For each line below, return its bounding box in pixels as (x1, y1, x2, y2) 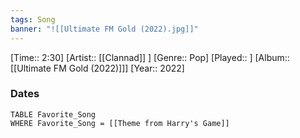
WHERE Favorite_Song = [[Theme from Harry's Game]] (10, 118, 230, 128)
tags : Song (10, 14, 56, 25)
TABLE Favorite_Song (10, 109, 97, 120)
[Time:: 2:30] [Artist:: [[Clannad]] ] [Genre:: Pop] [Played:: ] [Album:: (10, 51, 290, 63)
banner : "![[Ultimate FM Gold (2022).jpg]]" (10, 24, 199, 34)
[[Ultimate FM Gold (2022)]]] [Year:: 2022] (10, 62, 185, 74)
